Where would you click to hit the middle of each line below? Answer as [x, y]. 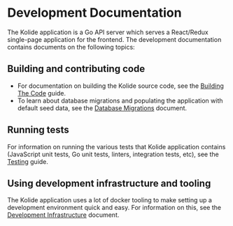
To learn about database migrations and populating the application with [120, 100]
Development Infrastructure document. [63, 215]
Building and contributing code [76, 69]
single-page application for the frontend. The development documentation [114, 39]
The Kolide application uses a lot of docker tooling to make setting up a [110, 200]
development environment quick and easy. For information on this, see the [114, 208]
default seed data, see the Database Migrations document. [102, 108]
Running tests [38, 130]
